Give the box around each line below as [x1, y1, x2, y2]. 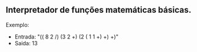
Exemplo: [6, 21, 29, 28]
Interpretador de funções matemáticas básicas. [6, 5, 191, 15]
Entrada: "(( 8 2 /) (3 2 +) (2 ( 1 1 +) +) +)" [14, 33, 119, 40]
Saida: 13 [14, 39, 38, 46]
